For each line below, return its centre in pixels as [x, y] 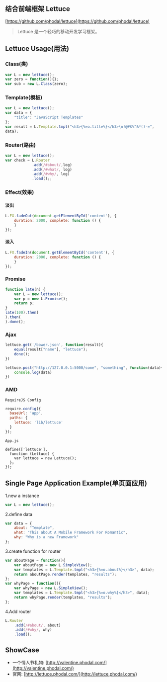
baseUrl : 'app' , [26, 413]
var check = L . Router [28, 160]
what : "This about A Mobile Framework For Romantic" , [71, 533]
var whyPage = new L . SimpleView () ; [51, 588]
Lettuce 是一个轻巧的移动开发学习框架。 [58, 31]
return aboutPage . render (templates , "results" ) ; [65, 574]
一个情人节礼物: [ [30, 662]
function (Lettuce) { [32, 454]
